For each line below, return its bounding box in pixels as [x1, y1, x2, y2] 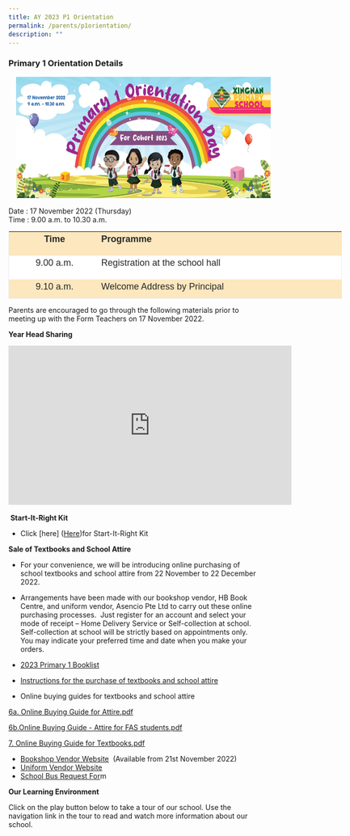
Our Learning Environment [8, 787, 99, 796]
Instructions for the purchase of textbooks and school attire [19, 675, 218, 685]
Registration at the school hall [100, 257, 221, 268]
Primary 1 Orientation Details [8, 57, 124, 69]
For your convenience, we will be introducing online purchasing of [19, 559, 241, 569]
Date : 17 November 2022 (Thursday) [8, 206, 132, 216]
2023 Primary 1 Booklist [19, 660, 99, 669]
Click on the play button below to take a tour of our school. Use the [8, 802, 232, 812]
